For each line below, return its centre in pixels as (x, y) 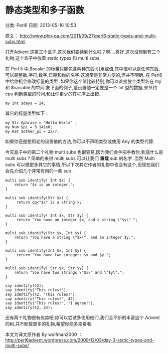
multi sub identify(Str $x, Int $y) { (46, 233)
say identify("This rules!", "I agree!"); (50, 303)
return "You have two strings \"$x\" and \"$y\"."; (69, 272)
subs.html (16, 41)
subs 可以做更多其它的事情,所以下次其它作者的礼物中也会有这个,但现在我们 (82, 164)
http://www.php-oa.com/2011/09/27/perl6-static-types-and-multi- (88, 36)
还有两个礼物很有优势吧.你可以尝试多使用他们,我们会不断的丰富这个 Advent (82, 317)
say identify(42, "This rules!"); (41, 294)
